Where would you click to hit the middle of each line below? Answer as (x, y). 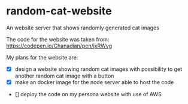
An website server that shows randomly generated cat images (83, 28)
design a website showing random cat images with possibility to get (98, 69)
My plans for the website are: (42, 57)
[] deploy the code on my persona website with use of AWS (88, 94)
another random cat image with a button (64, 76)
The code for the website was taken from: (58, 39)
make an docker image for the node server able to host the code (94, 82)
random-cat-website (59, 11)
